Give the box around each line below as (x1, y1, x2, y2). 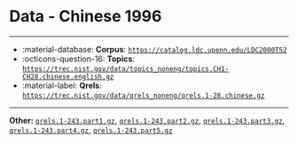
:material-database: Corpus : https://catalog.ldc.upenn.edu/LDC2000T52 (21, 44, 287, 54)
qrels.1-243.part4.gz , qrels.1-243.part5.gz (9, 124, 173, 135)
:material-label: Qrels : (21, 80, 102, 91)
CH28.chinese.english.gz (21, 72, 114, 81)
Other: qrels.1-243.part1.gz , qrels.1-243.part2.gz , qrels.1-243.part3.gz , (9, 115, 286, 125)
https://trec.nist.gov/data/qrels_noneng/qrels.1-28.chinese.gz (21, 91, 265, 100)
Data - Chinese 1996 (9, 6, 162, 27)
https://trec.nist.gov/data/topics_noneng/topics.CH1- (21, 64, 230, 73)
